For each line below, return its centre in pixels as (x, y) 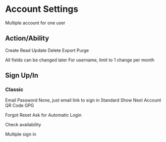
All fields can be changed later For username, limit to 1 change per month (80, 60)
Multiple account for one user (35, 23)
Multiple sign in (21, 134)
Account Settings (42, 9)
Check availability (23, 125)
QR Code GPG (20, 105)
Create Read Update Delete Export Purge (47, 50)
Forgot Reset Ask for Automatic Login (43, 115)
